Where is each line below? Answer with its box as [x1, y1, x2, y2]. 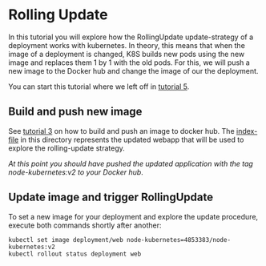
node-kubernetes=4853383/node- [127, 236, 231, 244]
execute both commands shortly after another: [8, 220, 162, 230]
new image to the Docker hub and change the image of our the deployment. [8, 66, 259, 75]
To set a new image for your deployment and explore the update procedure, [8, 212, 259, 221]
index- [236, 126, 258, 135]
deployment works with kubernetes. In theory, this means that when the [8, 40, 246, 50]
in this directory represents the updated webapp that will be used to [20, 135, 244, 144]
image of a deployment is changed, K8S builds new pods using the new [8, 49, 245, 58]
